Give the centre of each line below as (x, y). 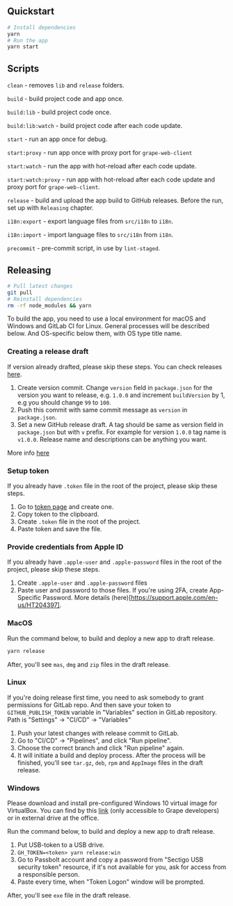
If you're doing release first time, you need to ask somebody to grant (105, 697)
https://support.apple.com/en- (175, 598)
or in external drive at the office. (53, 818)
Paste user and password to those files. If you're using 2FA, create (113, 590)
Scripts (23, 68)
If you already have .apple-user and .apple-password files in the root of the (115, 562)
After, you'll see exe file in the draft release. (69, 896)
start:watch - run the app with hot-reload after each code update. (102, 166)
